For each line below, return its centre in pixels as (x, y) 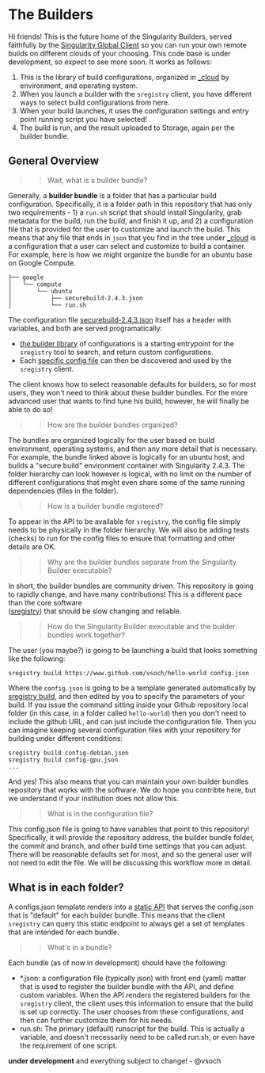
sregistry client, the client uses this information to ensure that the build (136, 1003)
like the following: (37, 659)
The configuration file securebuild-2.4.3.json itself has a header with (120, 319)
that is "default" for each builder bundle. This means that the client (117, 915)
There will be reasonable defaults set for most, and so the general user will (130, 854)
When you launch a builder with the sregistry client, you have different (135, 94)
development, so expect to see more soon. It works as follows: (110, 62)
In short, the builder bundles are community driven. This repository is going (131, 586)
